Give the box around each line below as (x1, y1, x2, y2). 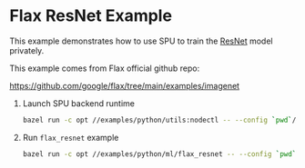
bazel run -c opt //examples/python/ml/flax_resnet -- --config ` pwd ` (22, 149, 297, 159)
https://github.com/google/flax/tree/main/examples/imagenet (9, 80, 239, 91)
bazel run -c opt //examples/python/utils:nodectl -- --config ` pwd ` (22, 115, 293, 124)
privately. (9, 44, 45, 55)
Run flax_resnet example (22, 132, 119, 143)
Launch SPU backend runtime (22, 97, 135, 109)
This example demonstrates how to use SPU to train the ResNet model (9, 35, 273, 46)
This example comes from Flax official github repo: (9, 63, 200, 74)
